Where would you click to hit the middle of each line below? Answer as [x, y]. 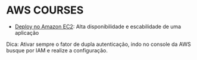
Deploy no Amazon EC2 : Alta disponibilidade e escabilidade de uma [98, 26]
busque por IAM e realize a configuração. [57, 50]
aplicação [27, 32]
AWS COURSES [45, 10]
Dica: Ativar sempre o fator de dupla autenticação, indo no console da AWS [99, 44]
